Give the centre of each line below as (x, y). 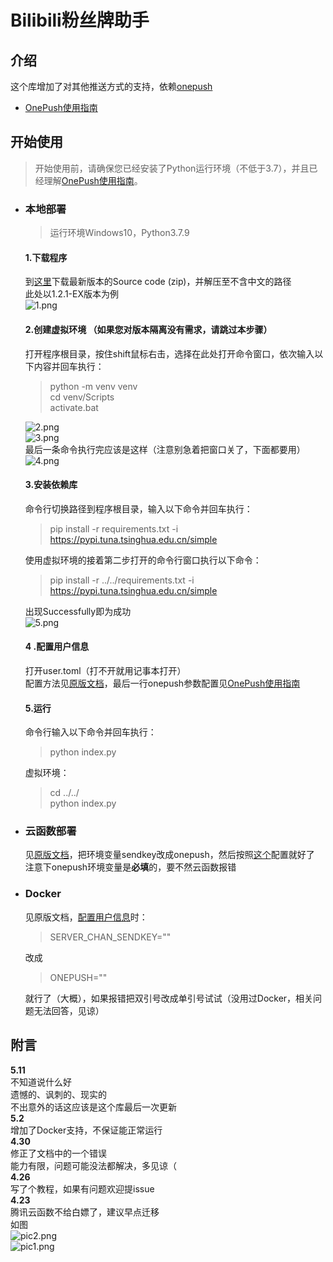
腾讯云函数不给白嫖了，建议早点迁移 (85, 1212)
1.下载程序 (46, 257)
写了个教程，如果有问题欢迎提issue (82, 1188)
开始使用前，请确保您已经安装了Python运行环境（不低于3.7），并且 (172, 168)
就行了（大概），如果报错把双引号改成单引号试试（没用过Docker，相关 (169, 998)
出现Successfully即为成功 (78, 611)
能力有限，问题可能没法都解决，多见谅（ (93, 1165)
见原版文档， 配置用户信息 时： (86, 917)
